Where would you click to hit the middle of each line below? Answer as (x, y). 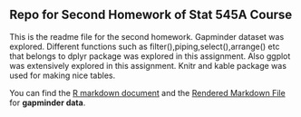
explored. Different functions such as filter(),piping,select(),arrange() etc (145, 46)
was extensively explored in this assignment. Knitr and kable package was (148, 65)
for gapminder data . (48, 102)
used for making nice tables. (63, 75)
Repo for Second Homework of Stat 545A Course (151, 15)
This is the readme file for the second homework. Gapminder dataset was (147, 36)
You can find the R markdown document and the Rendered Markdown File (147, 93)
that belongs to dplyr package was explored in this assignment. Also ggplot (150, 56)
